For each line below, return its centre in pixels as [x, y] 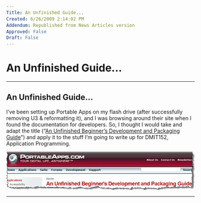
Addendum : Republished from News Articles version [71, 25]
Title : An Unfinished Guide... [45, 13]
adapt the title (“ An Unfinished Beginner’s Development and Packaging [93, 131]
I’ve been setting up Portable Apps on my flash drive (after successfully [95, 112]
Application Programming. [38, 143]
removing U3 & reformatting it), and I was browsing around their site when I [99, 118]
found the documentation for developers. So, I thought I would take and [94, 124]
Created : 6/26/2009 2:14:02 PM [45, 19]
